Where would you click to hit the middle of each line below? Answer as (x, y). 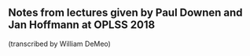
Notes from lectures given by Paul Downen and (125, 13)
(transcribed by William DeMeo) (60, 44)
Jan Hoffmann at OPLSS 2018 (82, 25)
